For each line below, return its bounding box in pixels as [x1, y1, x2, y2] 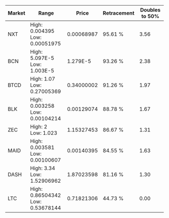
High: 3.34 [30, 165, 55, 172]
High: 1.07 [30, 76, 55, 82]
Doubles [140, 7, 161, 13]
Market [8, 10, 26, 17]
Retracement [103, 10, 135, 17]
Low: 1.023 [30, 129, 58, 136]
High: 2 [30, 123, 48, 130]
